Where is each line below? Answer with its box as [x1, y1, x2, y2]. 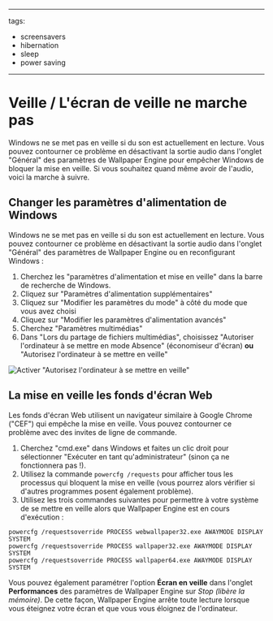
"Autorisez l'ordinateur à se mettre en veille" [19, 349, 168, 359]
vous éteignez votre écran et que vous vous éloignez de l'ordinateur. [8, 603, 238, 613]
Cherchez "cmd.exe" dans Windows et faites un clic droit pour [19, 443, 229, 453]
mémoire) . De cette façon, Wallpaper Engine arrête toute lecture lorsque [8, 594, 250, 605]
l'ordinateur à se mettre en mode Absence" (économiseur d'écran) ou [19, 340, 254, 350]
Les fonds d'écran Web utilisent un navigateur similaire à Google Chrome [8, 410, 253, 420]
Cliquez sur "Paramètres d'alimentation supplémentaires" [19, 289, 213, 299]
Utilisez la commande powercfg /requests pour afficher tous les [19, 468, 234, 479]
